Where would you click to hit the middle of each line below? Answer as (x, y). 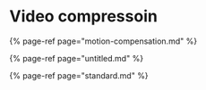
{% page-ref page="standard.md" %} (79, 75)
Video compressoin (84, 16)
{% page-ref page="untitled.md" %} (77, 58)
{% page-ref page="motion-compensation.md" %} (103, 41)
